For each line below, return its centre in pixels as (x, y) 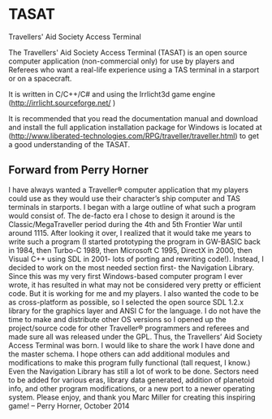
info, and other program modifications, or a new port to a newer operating (132, 388)
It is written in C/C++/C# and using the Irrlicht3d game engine (112, 94)
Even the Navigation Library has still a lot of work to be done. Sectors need (134, 371)
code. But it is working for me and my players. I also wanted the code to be (134, 293)
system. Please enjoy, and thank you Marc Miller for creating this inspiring (132, 397)
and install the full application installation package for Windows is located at (135, 127)
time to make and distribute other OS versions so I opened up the (117, 319)
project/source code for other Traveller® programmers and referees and (129, 328)
